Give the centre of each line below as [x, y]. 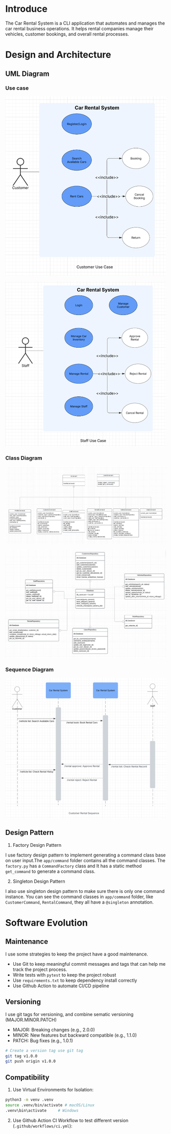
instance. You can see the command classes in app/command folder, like [79, 897]
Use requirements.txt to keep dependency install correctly [75, 980]
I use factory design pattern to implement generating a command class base [86, 855]
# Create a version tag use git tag [44, 1050]
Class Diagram [24, 458]
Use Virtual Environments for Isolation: [53, 1090]
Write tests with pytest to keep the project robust [64, 974]
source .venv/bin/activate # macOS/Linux [50, 1105]
